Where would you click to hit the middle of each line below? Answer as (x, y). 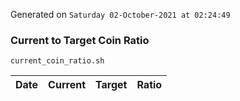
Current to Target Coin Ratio (80, 40)
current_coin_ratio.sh (57, 61)
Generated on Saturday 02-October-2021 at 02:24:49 (120, 14)
